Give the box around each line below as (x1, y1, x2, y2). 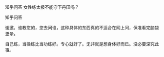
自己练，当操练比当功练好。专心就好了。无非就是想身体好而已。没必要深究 (5, 41, 155, 47)
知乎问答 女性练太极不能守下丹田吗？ (5, 4, 79, 10)
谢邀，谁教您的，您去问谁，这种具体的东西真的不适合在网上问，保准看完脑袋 (5, 25, 159, 30)
